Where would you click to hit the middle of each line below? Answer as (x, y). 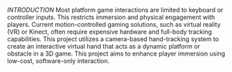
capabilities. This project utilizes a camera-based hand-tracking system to (113, 39)
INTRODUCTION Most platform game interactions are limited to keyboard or (115, 10)
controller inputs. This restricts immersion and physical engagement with (111, 17)
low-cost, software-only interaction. (58, 61)
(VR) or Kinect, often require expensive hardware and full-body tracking (110, 32)
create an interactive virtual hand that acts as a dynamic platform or (104, 46)
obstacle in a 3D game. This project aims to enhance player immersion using (116, 53)
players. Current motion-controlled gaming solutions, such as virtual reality (114, 24)
